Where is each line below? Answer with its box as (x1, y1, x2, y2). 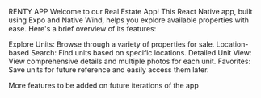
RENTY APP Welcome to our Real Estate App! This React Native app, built (8, 7, 253, 16)
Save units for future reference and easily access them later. (8, 65, 209, 75)
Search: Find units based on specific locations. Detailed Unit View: (31, 48, 252, 57)
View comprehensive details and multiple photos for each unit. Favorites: (8, 56, 251, 66)
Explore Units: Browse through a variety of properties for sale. (8, 39, 215, 49)
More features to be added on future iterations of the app (8, 80, 200, 90)
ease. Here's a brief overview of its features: (8, 24, 157, 33)
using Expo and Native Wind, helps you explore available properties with (8, 15, 249, 25)
